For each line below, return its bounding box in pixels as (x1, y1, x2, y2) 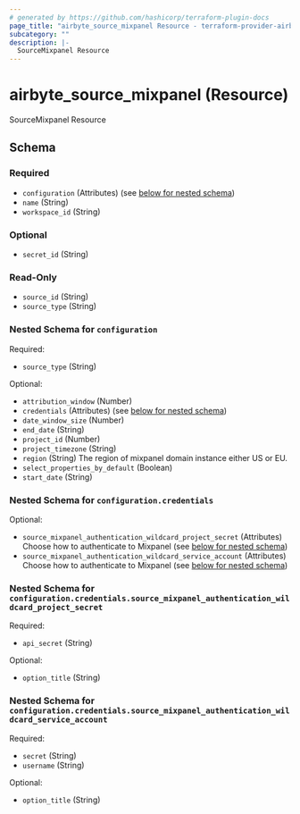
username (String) (21, 759, 85, 770)
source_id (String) (21, 291, 89, 302)
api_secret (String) (21, 638, 93, 649)
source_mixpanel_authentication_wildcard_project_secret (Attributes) (21, 531, 283, 541)
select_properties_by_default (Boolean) (21, 462, 173, 473)
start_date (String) (21, 471, 93, 483)
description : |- (9, 38, 70, 47)
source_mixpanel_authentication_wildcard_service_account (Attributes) (21, 550, 287, 561)
